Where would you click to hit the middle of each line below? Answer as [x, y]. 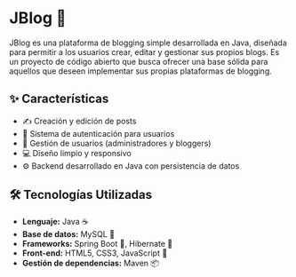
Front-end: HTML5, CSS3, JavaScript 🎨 [95, 253]
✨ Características [59, 99]
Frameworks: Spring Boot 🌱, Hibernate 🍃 [97, 243]
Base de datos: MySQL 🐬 [68, 233]
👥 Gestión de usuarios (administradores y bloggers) [116, 143]
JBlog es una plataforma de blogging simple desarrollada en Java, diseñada [148, 43]
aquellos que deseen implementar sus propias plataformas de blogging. [141, 71]
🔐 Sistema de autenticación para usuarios [98, 133]
